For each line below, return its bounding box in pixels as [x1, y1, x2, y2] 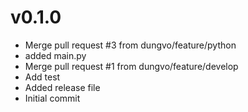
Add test [24, 71, 61, 83]
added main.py [24, 49, 87, 61]
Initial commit [24, 92, 81, 104]
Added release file [24, 81, 101, 93]
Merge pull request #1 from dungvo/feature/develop [24, 60, 239, 72]
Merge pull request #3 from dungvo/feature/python [24, 39, 237, 51]
